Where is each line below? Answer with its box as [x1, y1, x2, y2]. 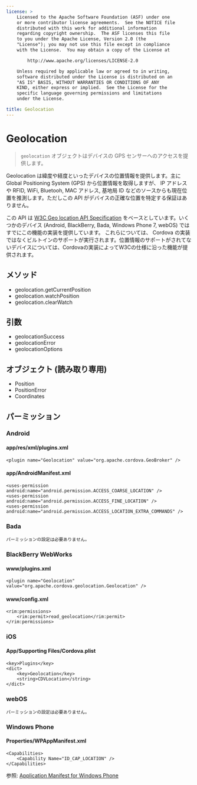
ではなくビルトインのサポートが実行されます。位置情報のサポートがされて [6, 236, 187, 243]
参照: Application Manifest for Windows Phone [6, 772, 119, 779]
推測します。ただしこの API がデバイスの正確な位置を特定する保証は [16, 194, 182, 201]
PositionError [14, 387, 47, 394]
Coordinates [14, 393, 45, 400]
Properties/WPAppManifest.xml [6, 737, 87, 744]
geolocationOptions [14, 346, 63, 353]
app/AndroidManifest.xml [6, 470, 71, 477]
